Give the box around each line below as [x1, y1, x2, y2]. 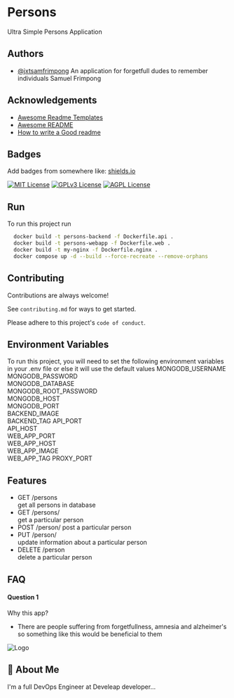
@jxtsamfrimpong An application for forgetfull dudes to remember [17, 66, 209, 75]
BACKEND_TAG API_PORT [7, 417, 83, 425]
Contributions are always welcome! [7, 291, 109, 299]
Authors [7, 48, 44, 60]
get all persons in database [17, 500, 96, 510]
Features [7, 474, 47, 486]
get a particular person [17, 516, 84, 524]
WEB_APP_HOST [7, 439, 57, 448]
